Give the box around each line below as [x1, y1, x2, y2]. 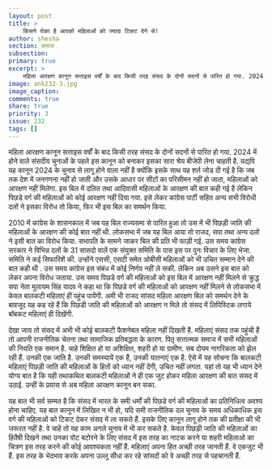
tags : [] [8, 125, 38, 133]
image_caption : [8, 87, 60, 96]
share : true [8, 102, 49, 110]
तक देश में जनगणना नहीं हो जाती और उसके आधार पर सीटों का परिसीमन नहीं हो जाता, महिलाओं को [8, 174, 258, 184]
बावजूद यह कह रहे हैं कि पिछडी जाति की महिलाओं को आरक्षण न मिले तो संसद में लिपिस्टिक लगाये [8, 300, 252, 309]
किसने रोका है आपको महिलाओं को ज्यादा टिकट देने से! [23, 27, 159, 35]
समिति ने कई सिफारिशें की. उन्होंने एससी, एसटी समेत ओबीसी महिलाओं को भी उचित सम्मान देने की [8, 254, 254, 264]
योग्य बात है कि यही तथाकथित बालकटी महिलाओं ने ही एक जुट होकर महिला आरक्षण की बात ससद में [8, 370, 258, 381]
